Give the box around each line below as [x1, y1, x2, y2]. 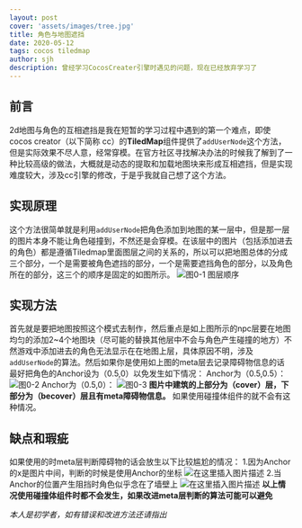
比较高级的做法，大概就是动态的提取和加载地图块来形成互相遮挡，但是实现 [16, 158, 293, 169]
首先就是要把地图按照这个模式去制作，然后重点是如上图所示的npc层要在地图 [9, 323, 291, 334]
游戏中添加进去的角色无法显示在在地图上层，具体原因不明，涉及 [16, 345, 253, 356]
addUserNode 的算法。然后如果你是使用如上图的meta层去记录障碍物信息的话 [9, 357, 285, 368]
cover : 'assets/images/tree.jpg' [9, 22, 135, 31]
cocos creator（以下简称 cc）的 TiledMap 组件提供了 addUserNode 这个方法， [9, 136, 287, 147]
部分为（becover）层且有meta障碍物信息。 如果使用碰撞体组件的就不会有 [9, 390, 283, 401]
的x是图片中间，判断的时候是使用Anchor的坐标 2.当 [9, 468, 281, 479]
